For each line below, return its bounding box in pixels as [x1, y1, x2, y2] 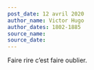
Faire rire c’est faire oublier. [7, 56, 88, 64]
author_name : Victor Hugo [7, 17, 84, 24]
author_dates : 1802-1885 [7, 23, 81, 30]
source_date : [7, 37, 46, 44]
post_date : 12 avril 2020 [7, 10, 84, 18]
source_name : [7, 30, 46, 37]
